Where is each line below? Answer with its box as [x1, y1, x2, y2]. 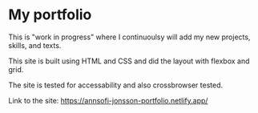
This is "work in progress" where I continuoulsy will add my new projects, [8, 32, 251, 42]
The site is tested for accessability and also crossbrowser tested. [8, 80, 224, 90]
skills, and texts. [8, 40, 62, 50]
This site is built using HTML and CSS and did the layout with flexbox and [8, 56, 250, 66]
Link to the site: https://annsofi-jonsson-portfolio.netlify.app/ [8, 95, 208, 105]
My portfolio [8, 6, 92, 24]
